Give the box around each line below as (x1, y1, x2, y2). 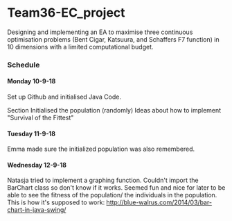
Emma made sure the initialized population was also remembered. (7, 145, 195, 154)
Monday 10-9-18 (7, 77, 56, 85)
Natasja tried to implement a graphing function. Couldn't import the (7, 176, 199, 185)
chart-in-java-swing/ (7, 206, 66, 214)
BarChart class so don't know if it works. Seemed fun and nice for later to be (7, 183, 226, 192)
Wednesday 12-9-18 (7, 161, 67, 169)
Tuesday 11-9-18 (7, 129, 56, 138)
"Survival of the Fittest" (7, 113, 74, 122)
